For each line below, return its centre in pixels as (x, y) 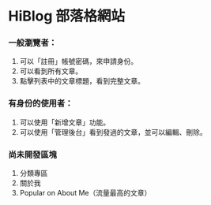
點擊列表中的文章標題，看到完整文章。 (82, 81)
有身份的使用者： (41, 103)
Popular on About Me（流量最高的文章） (85, 193)
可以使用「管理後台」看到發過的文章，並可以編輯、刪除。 (113, 132)
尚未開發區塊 (33, 155)
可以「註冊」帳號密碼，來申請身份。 (79, 61)
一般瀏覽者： (33, 43)
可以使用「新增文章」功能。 (65, 122)
